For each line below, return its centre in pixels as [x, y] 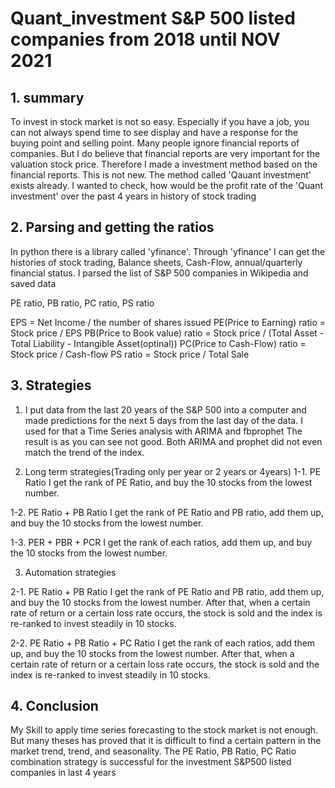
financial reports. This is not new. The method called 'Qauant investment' [161, 175]
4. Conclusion [54, 706]
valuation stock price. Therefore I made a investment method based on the [164, 164]
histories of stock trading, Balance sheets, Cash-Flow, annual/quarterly [156, 262]
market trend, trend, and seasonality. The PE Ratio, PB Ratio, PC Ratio [153, 751]
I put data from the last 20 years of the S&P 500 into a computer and [165, 409]
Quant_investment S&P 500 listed [153, 18]
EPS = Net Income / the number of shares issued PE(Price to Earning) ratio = [168, 322]
